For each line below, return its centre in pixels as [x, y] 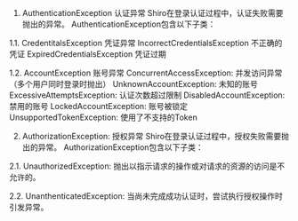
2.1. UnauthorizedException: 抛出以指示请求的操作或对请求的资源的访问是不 [147, 166]
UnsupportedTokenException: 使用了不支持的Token [103, 117]
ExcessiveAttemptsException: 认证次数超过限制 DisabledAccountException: [147, 95]
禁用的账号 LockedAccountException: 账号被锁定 [99, 106]
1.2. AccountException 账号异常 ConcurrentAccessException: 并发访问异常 [146, 73]
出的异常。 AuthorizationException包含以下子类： [113, 147]
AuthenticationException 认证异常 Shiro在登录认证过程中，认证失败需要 [153, 13]
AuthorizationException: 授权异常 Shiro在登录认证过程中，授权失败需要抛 [156, 136]
